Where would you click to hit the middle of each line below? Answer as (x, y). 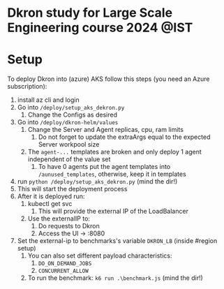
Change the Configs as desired (72, 115)
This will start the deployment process (72, 189)
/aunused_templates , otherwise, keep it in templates (112, 174)
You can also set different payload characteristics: (100, 255)
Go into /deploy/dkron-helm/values (68, 122)
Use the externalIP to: (59, 218)
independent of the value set (69, 159)
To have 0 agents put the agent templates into (104, 167)
